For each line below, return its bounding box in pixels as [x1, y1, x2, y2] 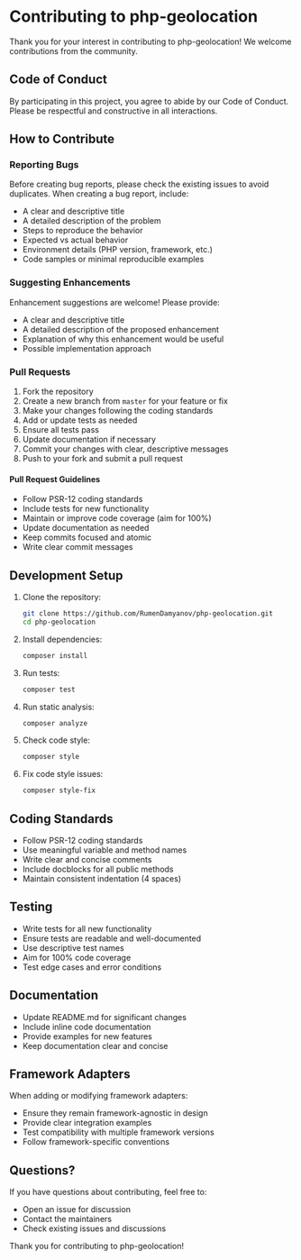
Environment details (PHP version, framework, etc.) [22, 244, 214, 255]
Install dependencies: [22, 634, 103, 644]
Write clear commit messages [22, 542, 133, 552]
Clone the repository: [22, 592, 102, 603]
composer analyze [22, 718, 88, 727]
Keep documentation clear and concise [22, 1040, 169, 1051]
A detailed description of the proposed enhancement [22, 324, 219, 334]
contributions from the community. [9, 45, 138, 56]
